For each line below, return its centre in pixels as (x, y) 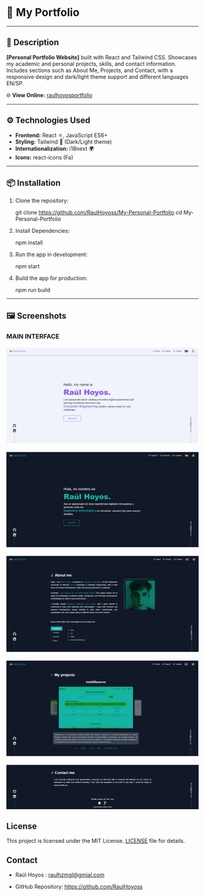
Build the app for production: (51, 278)
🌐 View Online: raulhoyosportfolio (49, 95)
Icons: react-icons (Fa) (44, 157)
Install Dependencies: (42, 231)
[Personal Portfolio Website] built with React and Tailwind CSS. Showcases (102, 57)
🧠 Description (33, 42)
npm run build (33, 290)
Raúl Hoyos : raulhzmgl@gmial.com (60, 875)
